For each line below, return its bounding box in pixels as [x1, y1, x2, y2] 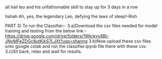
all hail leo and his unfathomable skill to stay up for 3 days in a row [5, 4, 138, 10]
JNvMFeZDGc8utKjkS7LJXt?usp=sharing [5, 38, 88, 44]
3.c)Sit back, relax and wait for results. [5, 48, 83, 54]
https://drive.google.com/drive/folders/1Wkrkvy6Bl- [5, 33, 109, 39]
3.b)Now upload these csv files [89, 38, 151, 44]
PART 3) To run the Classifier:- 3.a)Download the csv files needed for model [5, 23, 158, 29]
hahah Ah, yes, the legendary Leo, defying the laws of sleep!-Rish [5, 14, 137, 19]
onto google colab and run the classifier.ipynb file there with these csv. [5, 44, 147, 49]
